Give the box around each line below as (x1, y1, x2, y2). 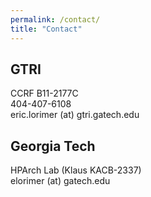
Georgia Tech (10, 137, 96, 155)
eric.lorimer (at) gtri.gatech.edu (10, 109, 140, 121)
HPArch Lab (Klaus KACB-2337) (10, 164, 142, 176)
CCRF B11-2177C (10, 87, 79, 100)
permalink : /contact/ (10, 14, 101, 25)
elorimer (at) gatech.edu (10, 175, 111, 187)
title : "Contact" (10, 24, 83, 34)
